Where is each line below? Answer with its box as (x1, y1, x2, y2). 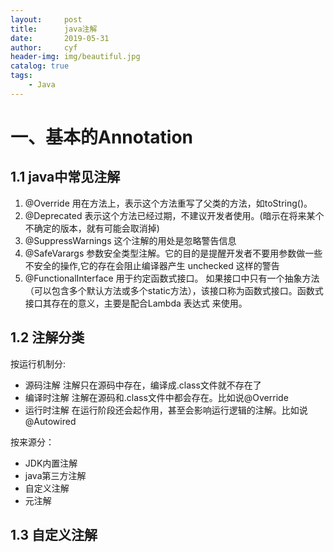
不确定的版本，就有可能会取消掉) (24, 222, 160, 234)
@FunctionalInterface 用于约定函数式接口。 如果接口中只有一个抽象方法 (24, 272, 320, 284)
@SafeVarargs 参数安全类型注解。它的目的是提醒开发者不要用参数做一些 (24, 247, 323, 259)
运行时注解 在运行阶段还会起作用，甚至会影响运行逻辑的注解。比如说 (24, 404, 308, 416)
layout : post (10, 14, 83, 25)
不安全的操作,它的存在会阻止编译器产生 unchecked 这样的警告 (24, 259, 280, 271)
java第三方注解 (24, 469, 87, 481)
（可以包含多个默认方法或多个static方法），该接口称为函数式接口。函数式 (24, 284, 324, 296)
